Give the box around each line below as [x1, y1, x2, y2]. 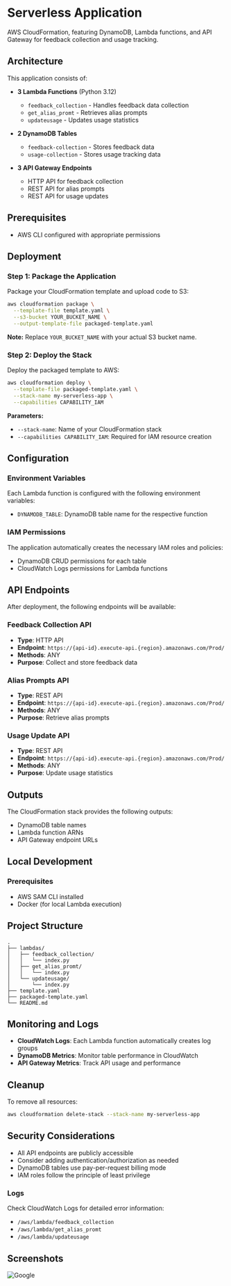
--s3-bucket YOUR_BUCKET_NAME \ [13, 314, 108, 321]
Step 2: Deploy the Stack [7, 350, 92, 360]
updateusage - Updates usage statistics [27, 116, 139, 124]
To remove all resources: [7, 1097, 78, 1106]
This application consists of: [7, 74, 88, 82]
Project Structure [7, 920, 83, 932]
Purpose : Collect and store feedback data [17, 658, 137, 666]
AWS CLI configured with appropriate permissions [17, 230, 161, 239]
